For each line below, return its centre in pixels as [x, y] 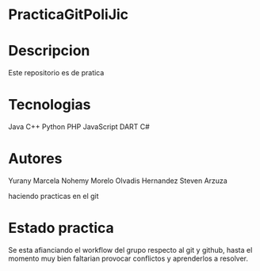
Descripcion [49, 51]
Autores [35, 159]
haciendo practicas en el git [54, 196]
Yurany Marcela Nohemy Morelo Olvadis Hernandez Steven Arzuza [118, 181]
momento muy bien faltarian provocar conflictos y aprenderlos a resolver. [128, 258]
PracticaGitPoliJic [69, 15]
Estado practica [61, 228]
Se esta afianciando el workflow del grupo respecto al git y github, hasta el [130, 250]
